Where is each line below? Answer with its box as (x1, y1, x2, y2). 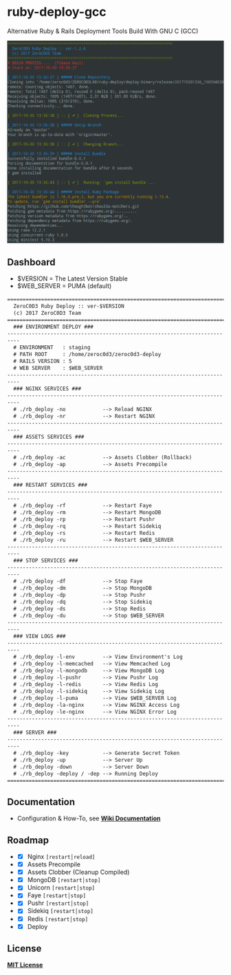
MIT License (7, 961, 43, 969)
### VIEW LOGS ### (13, 633, 67, 640)
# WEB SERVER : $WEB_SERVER (13, 365, 103, 372)
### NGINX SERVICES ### (13, 386, 81, 393)
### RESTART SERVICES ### (13, 482, 88, 489)
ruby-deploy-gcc (7, 4, 107, 20)
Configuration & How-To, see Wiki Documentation (16, 814, 161, 822)
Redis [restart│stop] (27, 914, 89, 923)
